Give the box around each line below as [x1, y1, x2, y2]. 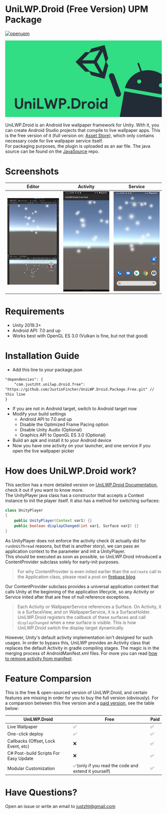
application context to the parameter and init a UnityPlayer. [5, 548, 126, 554]
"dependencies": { [5, 377, 43, 382]
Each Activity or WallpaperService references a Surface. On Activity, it [17, 604, 162, 610]
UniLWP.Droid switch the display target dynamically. [17, 624, 125, 630]
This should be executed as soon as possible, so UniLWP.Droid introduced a [5, 553, 162, 559]
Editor [26, 184, 40, 190]
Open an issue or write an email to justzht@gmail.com [5, 804, 116, 810]
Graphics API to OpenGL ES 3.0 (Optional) [19, 432, 106, 438]
